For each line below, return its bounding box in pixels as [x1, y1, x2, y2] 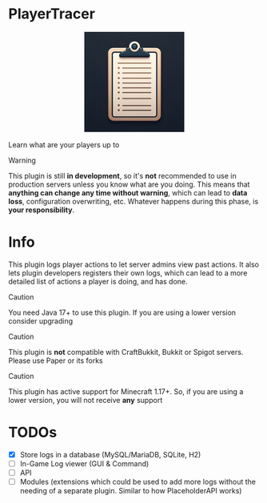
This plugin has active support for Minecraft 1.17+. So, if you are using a [8, 386, 244, 396]
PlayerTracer [8, 5, 96, 23]
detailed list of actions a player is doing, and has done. [8, 276, 188, 286]
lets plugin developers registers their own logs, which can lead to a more [8, 268, 248, 277]
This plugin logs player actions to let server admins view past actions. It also [8, 260, 260, 269]
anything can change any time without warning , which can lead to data [8, 187, 248, 197]
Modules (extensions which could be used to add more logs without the [19, 477, 256, 486]
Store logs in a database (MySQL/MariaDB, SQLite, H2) [19, 449, 201, 459]
